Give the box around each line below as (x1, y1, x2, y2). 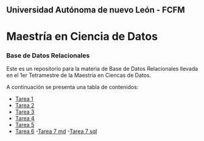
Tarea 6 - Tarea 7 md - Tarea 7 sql (15, 128, 97, 135)
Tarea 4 (15, 114, 35, 121)
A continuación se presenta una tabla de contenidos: (6, 83, 139, 90)
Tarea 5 (15, 121, 35, 128)
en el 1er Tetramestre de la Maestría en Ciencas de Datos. (6, 71, 152, 79)
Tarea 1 (15, 95, 33, 103)
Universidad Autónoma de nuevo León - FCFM (6, 5, 185, 15)
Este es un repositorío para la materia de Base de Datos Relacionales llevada (6, 65, 199, 72)
